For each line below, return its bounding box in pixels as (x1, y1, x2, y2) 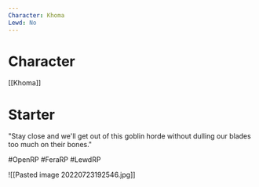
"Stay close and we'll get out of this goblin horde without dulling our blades (8, 131, 251, 141)
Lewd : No (8, 19, 37, 27)
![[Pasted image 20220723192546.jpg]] (8, 170, 136, 180)
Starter (8, 106, 55, 124)
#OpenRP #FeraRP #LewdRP (8, 155, 101, 164)
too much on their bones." (8, 140, 93, 149)
